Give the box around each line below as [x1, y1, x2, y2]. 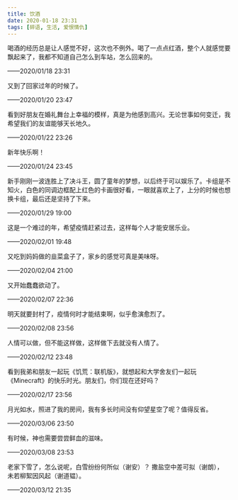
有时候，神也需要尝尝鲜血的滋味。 [7, 434, 107, 443]
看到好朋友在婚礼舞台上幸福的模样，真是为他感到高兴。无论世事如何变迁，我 [7, 111, 231, 119]
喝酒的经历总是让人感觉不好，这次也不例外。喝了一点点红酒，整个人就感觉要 [7, 44, 231, 52]
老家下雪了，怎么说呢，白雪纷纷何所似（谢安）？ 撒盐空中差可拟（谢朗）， [7, 462, 223, 472]
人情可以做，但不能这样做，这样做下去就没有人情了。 [7, 338, 163, 348]
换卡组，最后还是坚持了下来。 [7, 194, 94, 203]
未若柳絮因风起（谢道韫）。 [7, 472, 85, 480]
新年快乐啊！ [7, 148, 45, 157]
